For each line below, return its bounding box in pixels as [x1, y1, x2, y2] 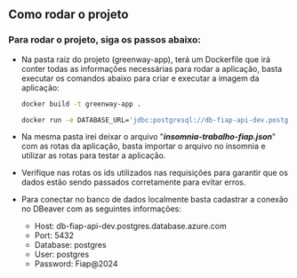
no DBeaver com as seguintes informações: [20, 203, 181, 214]
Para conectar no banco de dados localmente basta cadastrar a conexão [20, 195, 289, 205]
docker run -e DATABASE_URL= [20, 115, 130, 124]
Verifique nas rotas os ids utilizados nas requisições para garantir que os [20, 168, 288, 179]
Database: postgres [34, 240, 108, 250]
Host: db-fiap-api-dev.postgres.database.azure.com [34, 221, 228, 232]
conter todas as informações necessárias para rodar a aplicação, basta [20, 63, 283, 74]
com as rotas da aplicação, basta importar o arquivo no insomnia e [20, 141, 266, 152]
